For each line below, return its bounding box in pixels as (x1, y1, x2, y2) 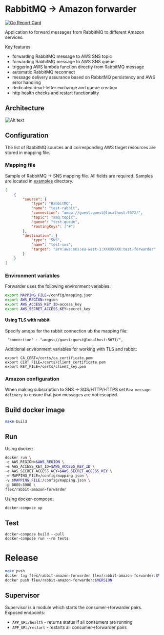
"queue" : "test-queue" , (31, 219, 80, 224)
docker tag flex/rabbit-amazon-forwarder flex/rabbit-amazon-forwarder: (5, 573, 156, 578)
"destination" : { (22, 233, 58, 238)
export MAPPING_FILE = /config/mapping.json (5, 293, 93, 298)
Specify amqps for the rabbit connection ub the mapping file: (5, 328, 128, 334)
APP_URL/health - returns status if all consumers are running (12, 619, 133, 625)
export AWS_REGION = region (5, 297, 58, 302)
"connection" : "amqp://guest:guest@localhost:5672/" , (31, 210, 143, 215)
